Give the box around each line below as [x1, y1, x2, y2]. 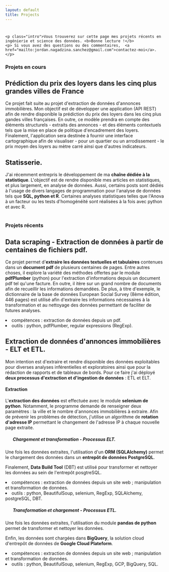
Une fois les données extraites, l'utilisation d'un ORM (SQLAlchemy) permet [5, 449, 164, 455]
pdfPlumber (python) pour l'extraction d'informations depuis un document [5, 275, 160, 281]
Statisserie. [5, 158, 43, 167]
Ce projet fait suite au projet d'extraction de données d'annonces [5, 100, 141, 106]
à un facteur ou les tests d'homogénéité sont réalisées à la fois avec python [5, 199, 162, 205]
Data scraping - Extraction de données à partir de [5, 238, 164, 246]
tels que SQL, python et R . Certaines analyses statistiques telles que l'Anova [5, 193, 164, 199]
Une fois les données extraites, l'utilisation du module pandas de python [5, 520, 156, 526]
